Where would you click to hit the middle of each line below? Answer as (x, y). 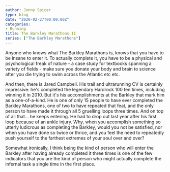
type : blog (17, 15)
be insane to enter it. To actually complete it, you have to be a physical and (84, 58)
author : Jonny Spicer (28, 10)
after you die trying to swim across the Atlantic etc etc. (63, 74)
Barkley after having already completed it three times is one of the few (79, 153)
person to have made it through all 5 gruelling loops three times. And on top (84, 111)
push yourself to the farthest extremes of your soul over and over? (75, 138)
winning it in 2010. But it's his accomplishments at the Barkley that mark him (85, 95)
